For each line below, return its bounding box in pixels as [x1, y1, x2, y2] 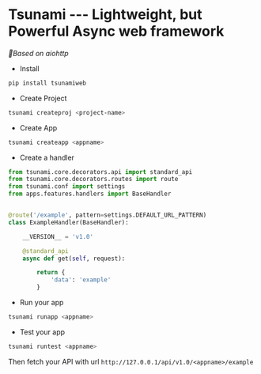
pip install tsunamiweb [8, 79, 87, 87]
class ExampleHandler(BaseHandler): [8, 218, 129, 226]
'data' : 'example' [50, 276, 112, 284]
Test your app [19, 327, 66, 337]
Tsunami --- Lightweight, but [8, 6, 202, 24]
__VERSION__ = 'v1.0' [22, 232, 93, 240]
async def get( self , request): [22, 255, 126, 263]
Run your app [19, 298, 64, 308]
